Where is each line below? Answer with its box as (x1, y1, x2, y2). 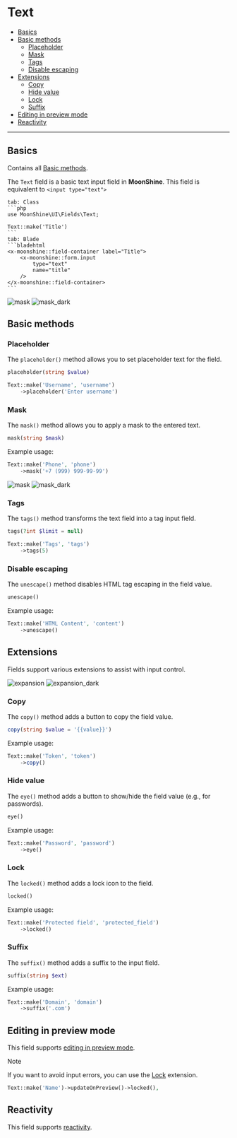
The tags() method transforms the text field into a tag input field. (7, 514, 196, 523)
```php (7, 204, 27, 212)
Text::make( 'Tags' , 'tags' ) (7, 541, 90, 548)
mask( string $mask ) (7, 435, 65, 442)
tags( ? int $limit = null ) (7, 528, 83, 535)
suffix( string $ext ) (7, 972, 68, 979)
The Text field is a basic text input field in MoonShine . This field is (7, 177, 200, 186)
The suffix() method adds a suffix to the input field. (7, 958, 160, 967)
